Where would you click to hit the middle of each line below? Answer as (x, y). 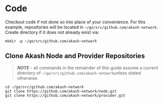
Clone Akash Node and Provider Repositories (75, 56)
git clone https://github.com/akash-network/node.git (61, 91)
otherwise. (28, 78)
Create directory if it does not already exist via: (52, 32)
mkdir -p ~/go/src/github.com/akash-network (51, 41)
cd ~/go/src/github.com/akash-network (44, 87)
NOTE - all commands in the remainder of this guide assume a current (87, 68)
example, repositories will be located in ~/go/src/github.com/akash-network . (81, 27)
